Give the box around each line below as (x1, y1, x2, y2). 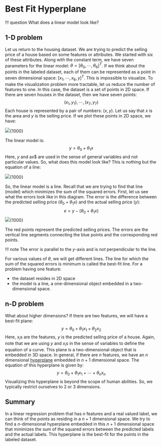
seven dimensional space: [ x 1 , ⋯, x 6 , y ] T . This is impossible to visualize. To (5, 74, 153, 82)
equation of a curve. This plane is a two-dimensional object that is (5, 347, 137, 353)
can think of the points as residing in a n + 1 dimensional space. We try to (5, 416, 151, 422)
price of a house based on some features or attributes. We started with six (5, 51, 153, 57)
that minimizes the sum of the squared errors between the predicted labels (5, 426, 154, 432)
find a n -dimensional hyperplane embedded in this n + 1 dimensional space (5, 421, 155, 427)
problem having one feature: (5, 266, 62, 272)
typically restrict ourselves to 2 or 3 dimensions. (5, 383, 101, 389)
